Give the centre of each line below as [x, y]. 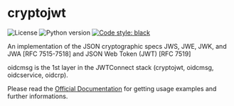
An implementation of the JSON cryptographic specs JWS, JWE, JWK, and [117, 46]
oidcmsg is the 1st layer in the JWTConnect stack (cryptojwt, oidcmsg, [111, 67]
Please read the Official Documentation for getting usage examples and [112, 88]
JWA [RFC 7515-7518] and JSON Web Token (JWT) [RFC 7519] [99, 54]
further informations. [38, 96]
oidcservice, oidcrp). [38, 75]
